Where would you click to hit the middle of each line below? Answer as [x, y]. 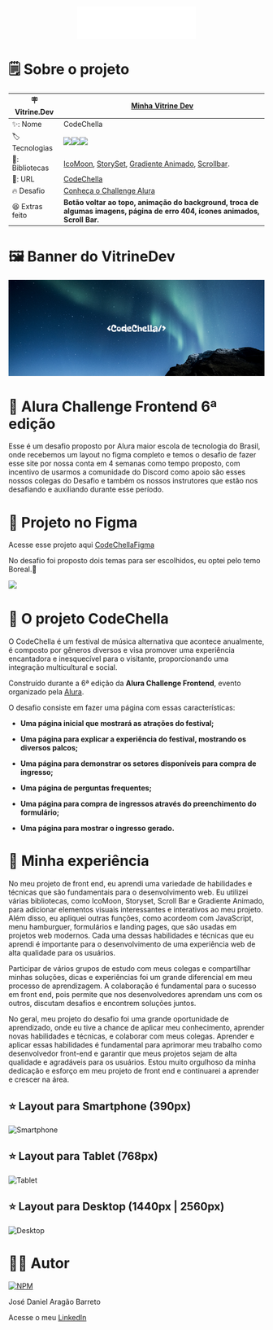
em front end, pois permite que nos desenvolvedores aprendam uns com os [135, 995]
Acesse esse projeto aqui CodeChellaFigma [82, 545]
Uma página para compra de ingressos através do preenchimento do [139, 804]
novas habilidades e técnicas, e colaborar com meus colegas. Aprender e [131, 1036]
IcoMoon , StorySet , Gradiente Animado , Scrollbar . [147, 164]
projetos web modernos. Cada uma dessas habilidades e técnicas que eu [131, 936]
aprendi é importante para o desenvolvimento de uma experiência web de [132, 944]
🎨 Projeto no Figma [73, 522]
